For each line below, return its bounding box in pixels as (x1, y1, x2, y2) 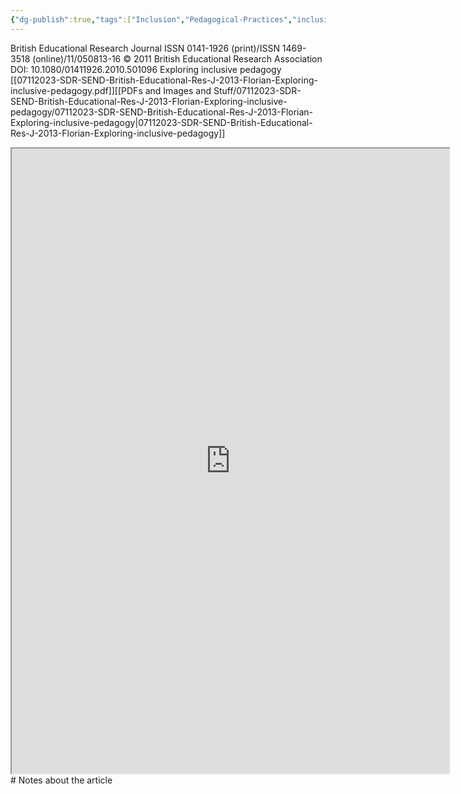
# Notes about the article (10, 774, 113, 786)
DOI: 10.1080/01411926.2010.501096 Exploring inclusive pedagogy (10, 63, 282, 75)
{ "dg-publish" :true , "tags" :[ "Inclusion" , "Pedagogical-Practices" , (10, 14, 293, 25)
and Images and (144, 84, 212, 96)
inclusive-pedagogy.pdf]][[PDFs (10, 84, 143, 96)
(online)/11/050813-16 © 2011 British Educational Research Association (32, 52, 323, 65)
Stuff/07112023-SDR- (213, 84, 302, 96)
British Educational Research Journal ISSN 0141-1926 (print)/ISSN (10, 42, 280, 54)
